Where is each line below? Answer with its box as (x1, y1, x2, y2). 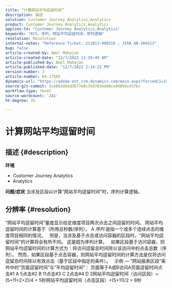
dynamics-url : (5, 79, 36, 84)
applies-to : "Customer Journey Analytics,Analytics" (5, 27, 120, 32)
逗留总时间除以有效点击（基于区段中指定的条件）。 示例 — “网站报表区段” (5, 258, 162, 264)
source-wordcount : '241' (5, 93, 58, 98)
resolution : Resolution (5, 36, 56, 41)
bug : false (5, 46, 29, 51)
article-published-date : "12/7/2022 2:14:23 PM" (5, 64, 111, 70)
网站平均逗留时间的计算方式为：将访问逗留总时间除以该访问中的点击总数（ (5, 245, 162, 251)
